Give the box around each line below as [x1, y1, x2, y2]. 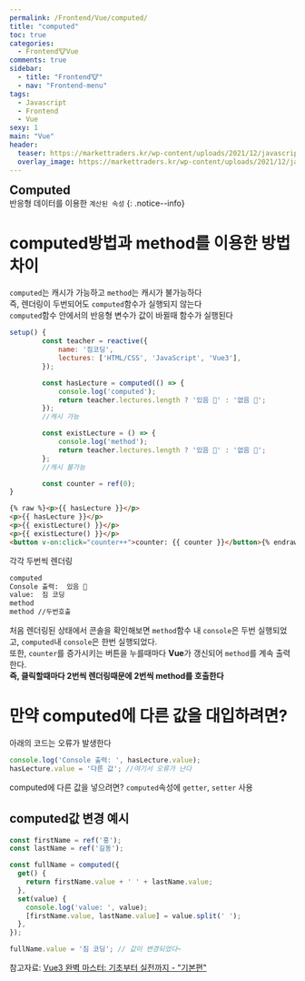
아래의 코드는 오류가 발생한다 [9, 738, 112, 748]
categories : [9, 38, 54, 48]
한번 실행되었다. [101, 636, 158, 647]
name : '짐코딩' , [57, 345, 114, 355]
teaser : [17, 148, 47, 157]
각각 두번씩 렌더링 [9, 555, 73, 566]
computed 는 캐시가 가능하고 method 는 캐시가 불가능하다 [9, 288, 202, 298]
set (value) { [17, 894, 67, 904]
